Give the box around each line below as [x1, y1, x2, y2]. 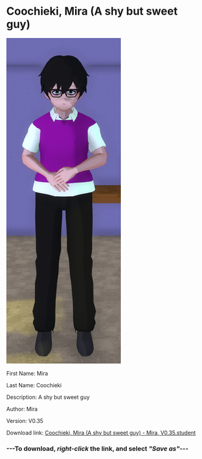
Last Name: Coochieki [6, 381, 62, 389]
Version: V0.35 [6, 417, 44, 424]
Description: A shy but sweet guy [6, 393, 90, 401]
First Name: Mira [6, 370, 48, 377]
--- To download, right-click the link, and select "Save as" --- [6, 444, 189, 453]
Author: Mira [6, 405, 38, 412]
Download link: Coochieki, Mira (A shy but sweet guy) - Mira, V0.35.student [6, 429, 197, 436]
